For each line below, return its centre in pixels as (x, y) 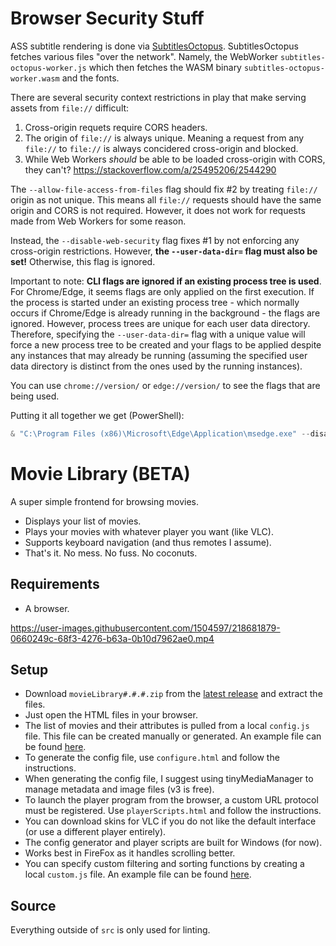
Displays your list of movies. (83, 521)
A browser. (47, 608)
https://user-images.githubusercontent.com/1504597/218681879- (145, 628)
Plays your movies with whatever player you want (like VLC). (149, 531)
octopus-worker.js (48, 68)
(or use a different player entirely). (95, 832)
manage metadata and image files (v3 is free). (119, 789)
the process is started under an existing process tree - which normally (155, 302)
